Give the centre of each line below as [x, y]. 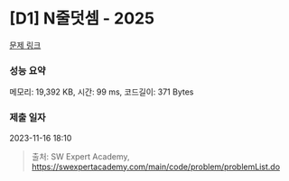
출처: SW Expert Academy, [80, 156]
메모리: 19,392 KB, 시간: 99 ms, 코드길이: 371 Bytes [102, 92]
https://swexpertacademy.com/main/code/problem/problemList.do [156, 167]
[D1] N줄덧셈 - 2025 [82, 18]
